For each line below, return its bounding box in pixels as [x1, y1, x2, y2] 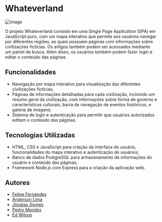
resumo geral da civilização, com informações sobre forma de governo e [12, 96, 157, 102]
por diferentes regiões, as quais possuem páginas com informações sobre [5, 38, 153, 44]
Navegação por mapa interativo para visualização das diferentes [12, 81, 141, 87]
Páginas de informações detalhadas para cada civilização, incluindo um [12, 91, 155, 97]
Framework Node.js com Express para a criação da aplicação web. [12, 164, 146, 170]
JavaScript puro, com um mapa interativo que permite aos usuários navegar [5, 33, 157, 39]
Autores [5, 178, 30, 187]
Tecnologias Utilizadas [5, 131, 75, 140]
